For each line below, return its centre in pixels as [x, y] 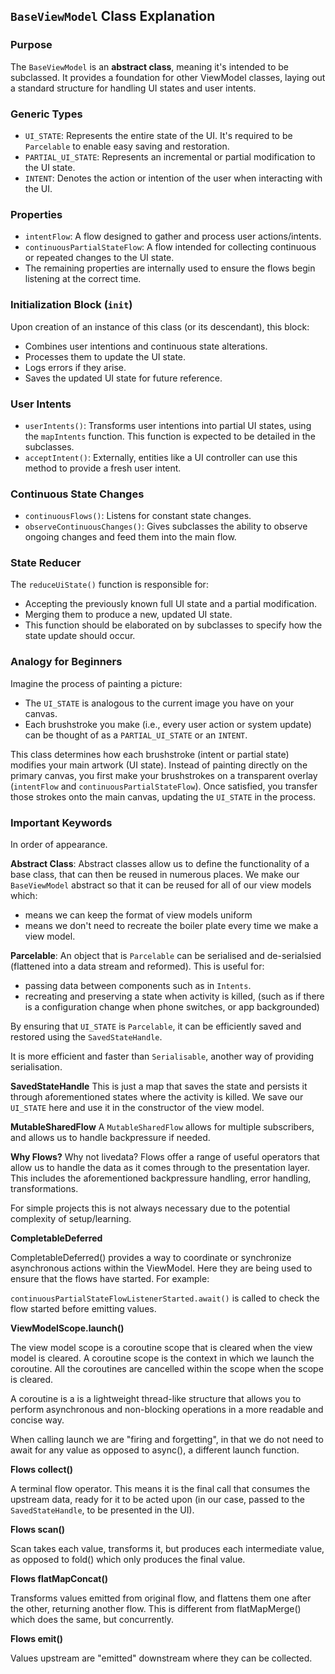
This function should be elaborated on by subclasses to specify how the [173, 625]
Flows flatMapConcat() [59, 1579]
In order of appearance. [59, 845]
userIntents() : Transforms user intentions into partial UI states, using [168, 425]
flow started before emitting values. [83, 1309]
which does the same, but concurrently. [92, 1620]
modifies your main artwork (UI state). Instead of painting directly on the [159, 765]
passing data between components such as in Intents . [138, 986]
